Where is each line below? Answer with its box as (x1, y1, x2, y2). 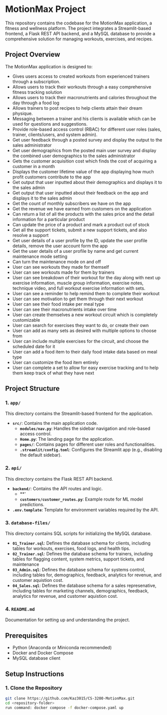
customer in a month (12, 163, 55, 169)
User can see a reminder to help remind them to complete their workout (12, 290, 160, 296)
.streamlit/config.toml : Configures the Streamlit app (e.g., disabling (19, 447, 163, 453)
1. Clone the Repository (5, 685, 62, 692)
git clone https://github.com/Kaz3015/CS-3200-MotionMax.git (5, 696, 135, 701)
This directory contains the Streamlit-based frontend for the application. (5, 410, 153, 417)
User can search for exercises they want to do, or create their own (12, 322, 149, 328)
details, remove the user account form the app (12, 243, 108, 249)
